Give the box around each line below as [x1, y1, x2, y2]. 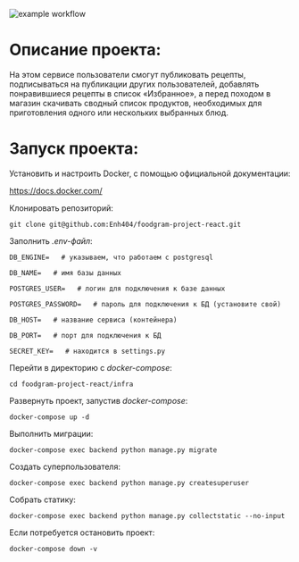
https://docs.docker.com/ [9, 185, 103, 196]
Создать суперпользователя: [9, 461, 120, 472]
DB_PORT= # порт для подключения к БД [9, 331, 162, 340]
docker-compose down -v [9, 544, 98, 553]
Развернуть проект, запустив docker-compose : [9, 395, 188, 406]
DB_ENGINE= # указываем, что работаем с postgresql [9, 253, 214, 262]
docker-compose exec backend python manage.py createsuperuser [9, 478, 250, 487]
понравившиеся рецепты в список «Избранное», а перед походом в [9, 88, 271, 98]
